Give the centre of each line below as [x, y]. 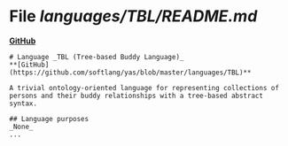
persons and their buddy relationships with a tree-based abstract [136, 96]
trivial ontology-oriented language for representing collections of [148, 88]
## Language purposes [49, 119]
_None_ [21, 127]
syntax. [23, 104]
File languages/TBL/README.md [133, 16]
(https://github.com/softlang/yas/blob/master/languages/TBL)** [130, 73]
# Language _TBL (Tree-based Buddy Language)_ [97, 57]
